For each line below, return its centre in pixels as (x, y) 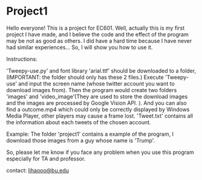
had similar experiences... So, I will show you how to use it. (80, 47)
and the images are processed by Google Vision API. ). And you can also (96, 103)
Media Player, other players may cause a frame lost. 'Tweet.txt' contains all (100, 116)
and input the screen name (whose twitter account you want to (96, 84)
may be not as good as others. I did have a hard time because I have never (99, 41)
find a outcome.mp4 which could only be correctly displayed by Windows (98, 109)
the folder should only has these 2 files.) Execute (103, 77)
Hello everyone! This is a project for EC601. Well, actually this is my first (96, 28)
